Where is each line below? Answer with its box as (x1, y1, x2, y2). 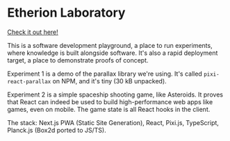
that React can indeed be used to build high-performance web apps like (7, 97, 213, 106)
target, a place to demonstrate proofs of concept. (7, 56, 149, 64)
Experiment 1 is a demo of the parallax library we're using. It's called (7, 69, 203, 78)
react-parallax (7, 78, 51, 85)
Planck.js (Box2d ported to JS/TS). (7, 126, 106, 134)
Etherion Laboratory (7, 5, 126, 21)
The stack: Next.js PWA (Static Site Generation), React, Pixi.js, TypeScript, (7, 118, 219, 126)
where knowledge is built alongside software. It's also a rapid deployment (7, 49, 218, 57)
